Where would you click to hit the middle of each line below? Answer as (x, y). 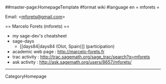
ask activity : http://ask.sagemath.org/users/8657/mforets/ (72, 62)
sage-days (23, 41)
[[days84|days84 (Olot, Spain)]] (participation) (67, 46)
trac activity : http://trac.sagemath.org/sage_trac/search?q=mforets (81, 57)
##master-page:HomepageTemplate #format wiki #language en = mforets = (82, 7)
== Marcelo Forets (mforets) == (38, 26)
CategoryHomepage (26, 76)
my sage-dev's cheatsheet (40, 36)
